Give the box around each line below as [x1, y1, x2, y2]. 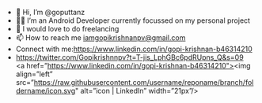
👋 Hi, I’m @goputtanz [15, 8, 85, 17]
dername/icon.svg [15, 86, 76, 95]
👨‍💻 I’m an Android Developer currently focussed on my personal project [15, 16, 251, 25]
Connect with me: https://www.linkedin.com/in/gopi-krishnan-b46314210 [15, 44, 253, 53]
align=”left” [15, 69, 53, 79]
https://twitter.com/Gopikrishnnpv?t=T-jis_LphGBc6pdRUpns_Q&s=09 [15, 53, 244, 62]
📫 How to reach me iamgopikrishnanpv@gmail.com [15, 33, 186, 42]
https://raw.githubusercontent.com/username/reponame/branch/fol [33, 78, 254, 86]
